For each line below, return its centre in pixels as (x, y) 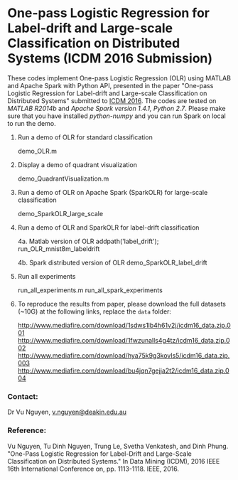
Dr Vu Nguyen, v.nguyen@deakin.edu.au (67, 412)
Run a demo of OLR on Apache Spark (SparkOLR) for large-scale (113, 192)
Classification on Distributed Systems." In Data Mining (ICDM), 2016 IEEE (114, 461)
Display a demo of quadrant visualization (77, 164)
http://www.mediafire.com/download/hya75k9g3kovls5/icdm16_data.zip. (124, 355)
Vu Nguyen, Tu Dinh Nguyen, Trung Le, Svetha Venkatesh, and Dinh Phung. (118, 446)
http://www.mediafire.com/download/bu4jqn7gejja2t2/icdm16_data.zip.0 (123, 370)
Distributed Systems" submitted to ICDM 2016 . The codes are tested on (112, 100)
